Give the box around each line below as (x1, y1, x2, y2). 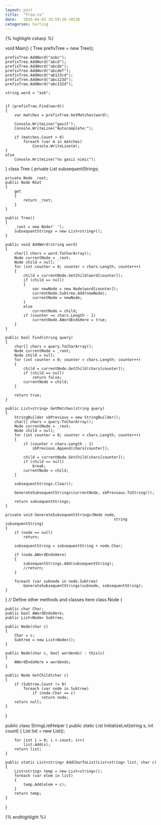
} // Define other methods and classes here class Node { (5, 597, 123, 603)
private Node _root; (5, 176, 49, 181)
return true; (14, 393, 42, 398)
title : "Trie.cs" (5, 12, 44, 17)
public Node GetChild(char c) (5, 673, 69, 678)
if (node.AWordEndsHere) (14, 553, 67, 558)
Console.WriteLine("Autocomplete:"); (14, 126, 94, 131)
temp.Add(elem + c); (23, 782, 67, 788)
